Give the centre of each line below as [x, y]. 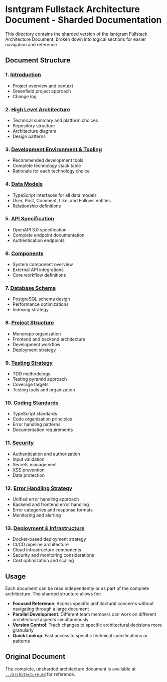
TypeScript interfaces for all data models [54, 195]
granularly [23, 630]
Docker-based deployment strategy [49, 539]
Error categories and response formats [52, 509]
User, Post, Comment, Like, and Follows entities [62, 200]
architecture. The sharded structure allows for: [53, 594]
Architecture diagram [34, 131]
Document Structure [38, 61]
